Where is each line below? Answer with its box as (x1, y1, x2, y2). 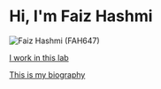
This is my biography (9, 69, 86, 80)
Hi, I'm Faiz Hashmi (9, 6, 153, 26)
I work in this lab (9, 52, 69, 63)
